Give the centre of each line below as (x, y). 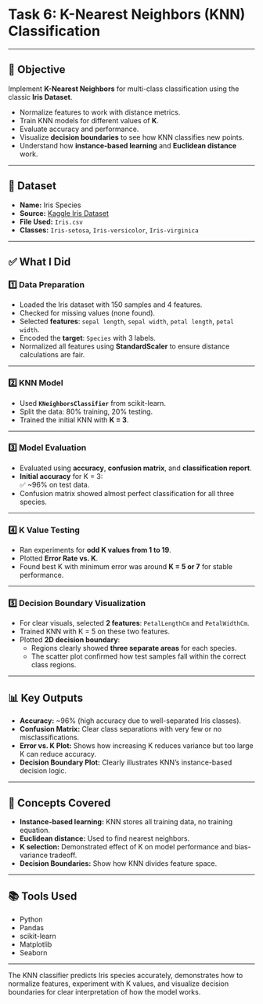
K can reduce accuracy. (58, 754)
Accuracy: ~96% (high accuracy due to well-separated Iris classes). (130, 721)
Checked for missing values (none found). (87, 313)
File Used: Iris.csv (51, 221)
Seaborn (33, 952)
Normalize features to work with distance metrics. (100, 112)
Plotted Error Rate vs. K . (59, 558)
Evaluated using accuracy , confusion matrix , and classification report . (135, 468)
